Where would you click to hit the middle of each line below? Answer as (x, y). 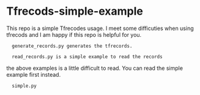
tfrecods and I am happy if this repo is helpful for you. (74, 34)
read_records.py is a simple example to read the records (87, 56)
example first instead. (34, 74)
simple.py (24, 86)
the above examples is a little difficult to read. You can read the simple (95, 68)
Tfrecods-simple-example (75, 11)
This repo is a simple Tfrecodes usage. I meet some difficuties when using (100, 28)
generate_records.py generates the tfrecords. (72, 46)
